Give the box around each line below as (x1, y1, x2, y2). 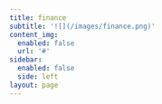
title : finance (9, 13, 67, 23)
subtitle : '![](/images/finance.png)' (9, 22, 156, 31)
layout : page (9, 80, 59, 90)
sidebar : (9, 55, 43, 64)
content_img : (9, 30, 59, 39)
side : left (17, 72, 59, 81)
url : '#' (17, 47, 51, 56)
